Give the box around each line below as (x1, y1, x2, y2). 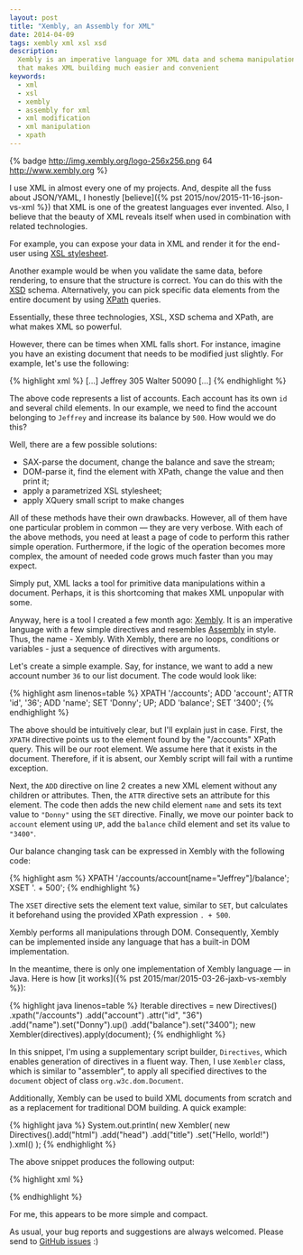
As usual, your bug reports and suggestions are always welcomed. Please (9, 1226, 284, 1237)
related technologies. (9, 220, 88, 231)
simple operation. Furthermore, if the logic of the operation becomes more (9, 540, 286, 551)
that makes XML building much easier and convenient (17, 64, 220, 73)
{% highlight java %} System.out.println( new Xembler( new (9, 1120, 231, 1130)
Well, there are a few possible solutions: (9, 438, 158, 449)
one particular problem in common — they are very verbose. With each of (9, 521, 284, 532)
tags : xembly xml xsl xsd (9, 38, 106, 48)
